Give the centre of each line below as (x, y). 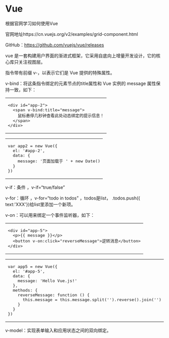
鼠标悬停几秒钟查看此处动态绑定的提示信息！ (61, 115)
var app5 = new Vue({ (33, 267)
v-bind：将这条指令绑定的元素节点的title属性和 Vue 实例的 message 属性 (81, 83)
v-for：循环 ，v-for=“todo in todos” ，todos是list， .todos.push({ (73, 198)
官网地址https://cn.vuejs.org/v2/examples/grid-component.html (72, 34)
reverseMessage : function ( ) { (54, 295)
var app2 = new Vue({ (33, 146)
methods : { (25, 290)
